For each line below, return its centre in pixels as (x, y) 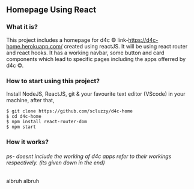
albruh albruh (23, 181)
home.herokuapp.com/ (35, 46)
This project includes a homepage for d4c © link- (67, 40)
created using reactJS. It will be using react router (126, 46)
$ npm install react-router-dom (47, 121)
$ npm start (21, 127)
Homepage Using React (51, 10)
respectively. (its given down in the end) (56, 162)
